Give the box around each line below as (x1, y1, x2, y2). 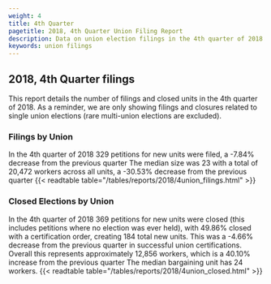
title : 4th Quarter (8, 19, 75, 28)
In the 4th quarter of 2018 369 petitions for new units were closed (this (8, 214, 245, 224)
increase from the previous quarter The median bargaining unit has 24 (8, 257, 243, 267)
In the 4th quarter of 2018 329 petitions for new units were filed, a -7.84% (8, 149, 255, 159)
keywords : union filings (8, 42, 92, 50)
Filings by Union (8, 131, 74, 142)
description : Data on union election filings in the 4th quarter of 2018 (8, 34, 264, 43)
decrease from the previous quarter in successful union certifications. (8, 240, 242, 250)
